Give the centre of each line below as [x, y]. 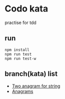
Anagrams [22, 91]
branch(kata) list [31, 74]
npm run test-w [20, 58]
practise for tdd [21, 22]
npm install [17, 50]
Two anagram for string [36, 86]
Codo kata [26, 9]
